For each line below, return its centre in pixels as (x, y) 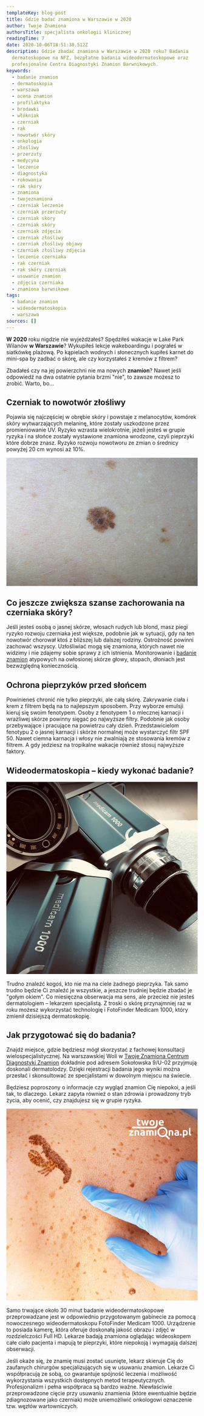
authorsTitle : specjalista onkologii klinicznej (69, 32)
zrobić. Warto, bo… (30, 383)
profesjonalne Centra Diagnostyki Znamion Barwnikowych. (85, 64)
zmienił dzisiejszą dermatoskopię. (49, 1016)
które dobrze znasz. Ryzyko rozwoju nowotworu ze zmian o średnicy (93, 443)
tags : (13, 295)
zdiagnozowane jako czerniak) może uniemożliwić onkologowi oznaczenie (99, 1400)
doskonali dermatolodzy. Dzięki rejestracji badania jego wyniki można (93, 1069)
